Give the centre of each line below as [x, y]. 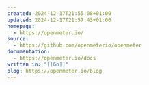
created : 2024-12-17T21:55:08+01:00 [59, 13]
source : [18, 39]
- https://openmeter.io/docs [55, 58]
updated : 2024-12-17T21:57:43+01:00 [59, 20]
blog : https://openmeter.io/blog [55, 71]
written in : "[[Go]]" [38, 64]
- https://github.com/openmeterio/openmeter [78, 45]
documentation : [29, 52]
